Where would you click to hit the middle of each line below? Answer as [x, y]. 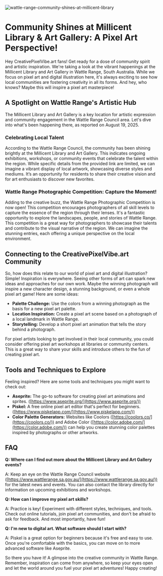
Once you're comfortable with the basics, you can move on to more [72, 543]
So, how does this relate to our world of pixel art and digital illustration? [76, 274]
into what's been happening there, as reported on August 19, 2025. [72, 125]
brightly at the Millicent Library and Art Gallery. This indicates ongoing [75, 153]
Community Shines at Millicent [68, 27]
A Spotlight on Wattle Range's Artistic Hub [71, 103]
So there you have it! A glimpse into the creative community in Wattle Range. [82, 557]
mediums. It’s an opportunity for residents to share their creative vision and [80, 174]
